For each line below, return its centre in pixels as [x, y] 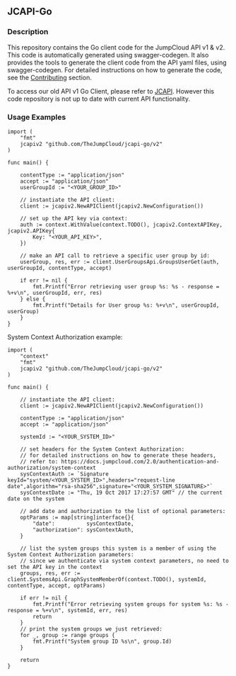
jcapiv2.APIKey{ [31, 231]
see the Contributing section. [49, 77]
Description [28, 32]
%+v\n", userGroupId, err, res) [55, 293]
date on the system [36, 499]
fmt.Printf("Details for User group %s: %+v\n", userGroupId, [126, 305]
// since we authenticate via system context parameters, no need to [125, 560]
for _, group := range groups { [67, 635]
